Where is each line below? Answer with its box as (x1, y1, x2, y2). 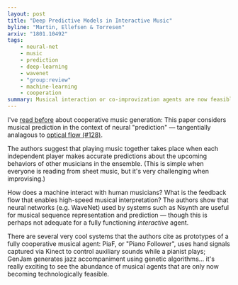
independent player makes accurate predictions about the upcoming (7, 152, 208, 160)
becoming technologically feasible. (7, 270, 110, 278)
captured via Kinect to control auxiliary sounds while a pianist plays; (7, 247, 206, 255)
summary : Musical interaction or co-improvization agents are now (7, 96, 208, 104)
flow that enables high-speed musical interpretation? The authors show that (7, 196, 229, 204)
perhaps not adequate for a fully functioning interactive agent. (7, 218, 189, 227)
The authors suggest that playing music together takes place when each (7, 145, 219, 152)
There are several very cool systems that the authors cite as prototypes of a (7, 232, 229, 240)
